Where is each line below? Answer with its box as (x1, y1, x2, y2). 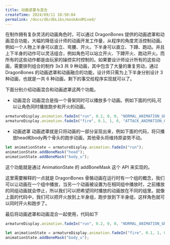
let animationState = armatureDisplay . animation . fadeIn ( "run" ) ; (5, 145, 144, 150)
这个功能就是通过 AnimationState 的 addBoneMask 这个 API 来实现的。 (5, 164, 153, 170)
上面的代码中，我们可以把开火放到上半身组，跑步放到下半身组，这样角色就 (5, 194, 160, 200)
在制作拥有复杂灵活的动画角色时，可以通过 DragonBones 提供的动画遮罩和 (5, 31, 160, 38)
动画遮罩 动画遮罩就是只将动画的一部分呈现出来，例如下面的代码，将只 (12, 128, 160, 134)
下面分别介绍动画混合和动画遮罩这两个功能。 (5, 87, 99, 93)
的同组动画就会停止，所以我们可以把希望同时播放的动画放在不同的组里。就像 (5, 187, 165, 193)
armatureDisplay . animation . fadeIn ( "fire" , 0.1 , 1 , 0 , (5, 119, 121, 124)
